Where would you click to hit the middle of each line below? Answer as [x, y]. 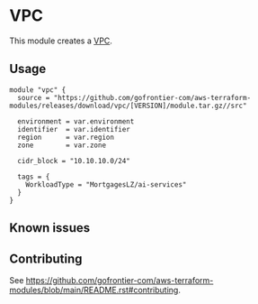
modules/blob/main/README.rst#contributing [94, 290]
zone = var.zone [62, 145]
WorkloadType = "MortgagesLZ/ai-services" [106, 184]
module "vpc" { [38, 90]
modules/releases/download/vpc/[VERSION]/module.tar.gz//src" [128, 106]
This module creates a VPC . [61, 41]
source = [34, 97]
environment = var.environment [76, 121]
